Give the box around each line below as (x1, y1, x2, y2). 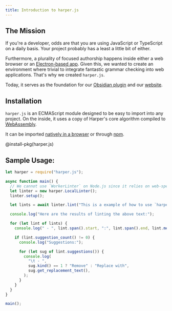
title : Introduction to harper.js (5, 7, 79, 13)
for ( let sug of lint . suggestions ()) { (18, 249, 104, 254)
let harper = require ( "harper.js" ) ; (5, 170, 83, 175)
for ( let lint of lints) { (10, 221, 68, 226)
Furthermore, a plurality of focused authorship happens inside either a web (5, 55, 164, 62)
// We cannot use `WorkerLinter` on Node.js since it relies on (10, 183, 150, 189)
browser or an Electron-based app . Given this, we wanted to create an (5, 61, 154, 67)
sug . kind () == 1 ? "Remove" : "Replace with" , (28, 263, 130, 268)
